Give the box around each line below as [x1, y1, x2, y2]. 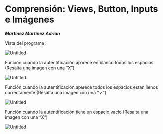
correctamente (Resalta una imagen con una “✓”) [5, 89, 107, 95]
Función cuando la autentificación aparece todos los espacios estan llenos [5, 84, 158, 90]
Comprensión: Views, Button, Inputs [5, 3, 158, 15]
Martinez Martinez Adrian [5, 30, 60, 36]
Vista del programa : [5, 40, 47, 46]
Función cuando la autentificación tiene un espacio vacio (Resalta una [5, 109, 149, 115]
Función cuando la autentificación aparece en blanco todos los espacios [5, 59, 154, 65]
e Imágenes [5, 14, 55, 25]
